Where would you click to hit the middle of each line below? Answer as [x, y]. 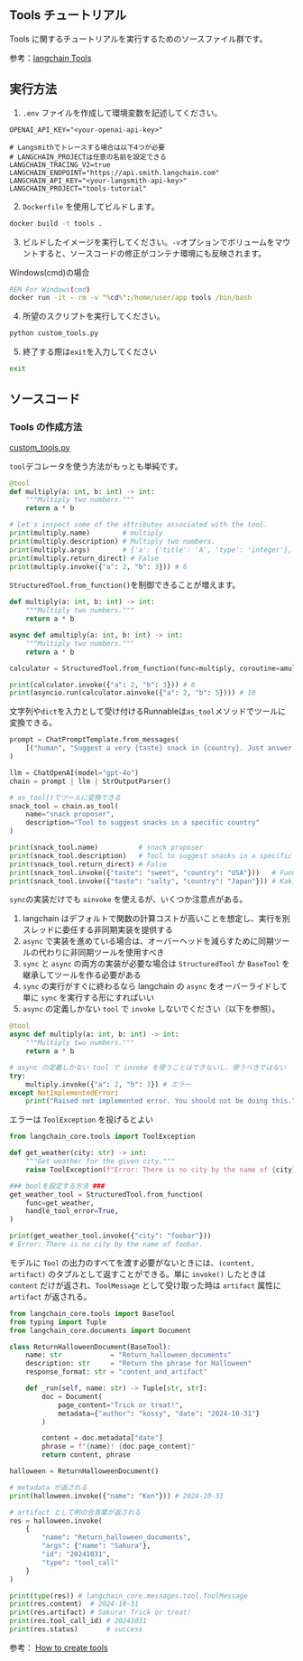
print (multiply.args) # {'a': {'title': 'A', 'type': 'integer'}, [151, 550]
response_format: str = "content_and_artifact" [116, 1372]
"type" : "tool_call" [80, 1563]
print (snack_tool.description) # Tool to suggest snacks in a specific [151, 855]
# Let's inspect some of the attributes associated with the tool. [139, 525]
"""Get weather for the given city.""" [101, 1162]
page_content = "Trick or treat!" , [120, 1405]
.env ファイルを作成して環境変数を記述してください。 [122, 112]
